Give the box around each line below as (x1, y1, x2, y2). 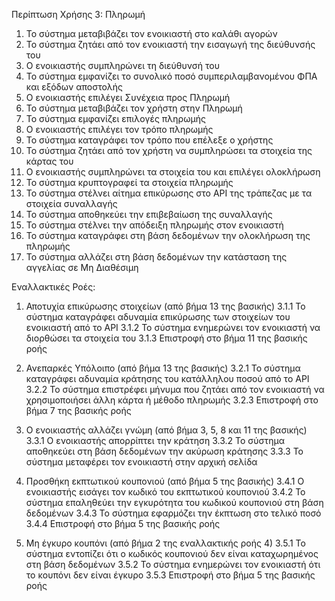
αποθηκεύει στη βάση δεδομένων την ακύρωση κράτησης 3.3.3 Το (25, 445, 304, 457)
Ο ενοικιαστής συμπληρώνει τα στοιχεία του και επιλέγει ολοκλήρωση (25, 166, 321, 178)
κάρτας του (25, 155, 74, 167)
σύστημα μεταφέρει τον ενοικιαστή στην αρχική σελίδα (25, 456, 258, 468)
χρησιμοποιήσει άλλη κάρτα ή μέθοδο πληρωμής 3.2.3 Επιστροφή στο (25, 394, 319, 406)
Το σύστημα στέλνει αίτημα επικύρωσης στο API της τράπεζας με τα (25, 187, 313, 199)
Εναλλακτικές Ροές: (11, 281, 96, 293)
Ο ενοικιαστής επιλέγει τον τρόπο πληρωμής (25, 124, 214, 135)
